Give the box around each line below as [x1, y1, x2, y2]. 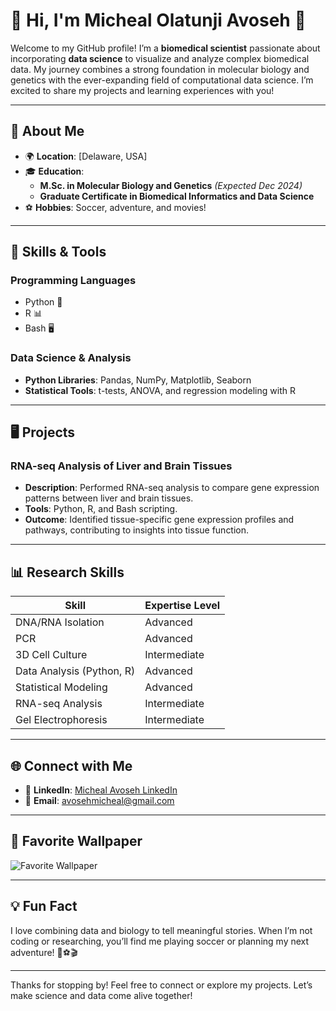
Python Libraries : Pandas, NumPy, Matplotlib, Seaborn [24, 374, 252, 386]
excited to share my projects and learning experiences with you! [10, 84, 275, 96]
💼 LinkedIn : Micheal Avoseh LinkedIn [24, 784, 178, 796]
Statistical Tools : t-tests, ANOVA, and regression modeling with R [24, 384, 296, 396]
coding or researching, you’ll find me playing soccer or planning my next [10, 935, 310, 947]
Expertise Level [144, 599, 221, 613]
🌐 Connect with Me [10, 757, 133, 774]
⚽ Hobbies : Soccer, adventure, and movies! [24, 201, 207, 213]
